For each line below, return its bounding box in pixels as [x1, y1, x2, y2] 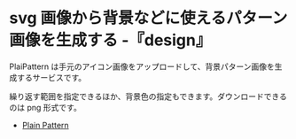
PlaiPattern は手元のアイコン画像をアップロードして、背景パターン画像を [9, 61, 275, 72]
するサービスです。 [16, 72, 87, 82]
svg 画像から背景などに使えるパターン [9, 8, 288, 28]
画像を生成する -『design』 [9, 30, 212, 50]
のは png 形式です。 [9, 102, 82, 112]
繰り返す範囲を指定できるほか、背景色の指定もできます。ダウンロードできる [9, 90, 288, 102]
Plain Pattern [21, 120, 69, 130]
